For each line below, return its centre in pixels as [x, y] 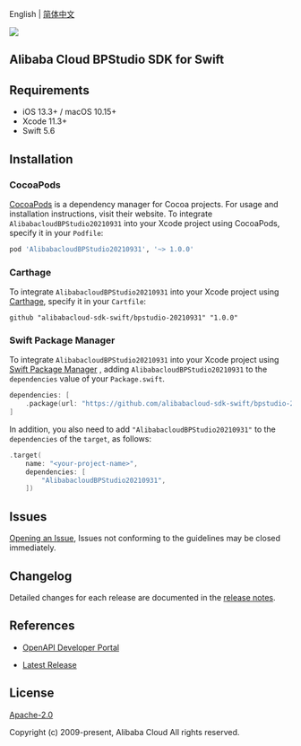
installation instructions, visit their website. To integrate [111, 214]
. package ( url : [52, 404]
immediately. [33, 548]
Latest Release [50, 664]
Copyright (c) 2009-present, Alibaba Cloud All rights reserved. [125, 732]
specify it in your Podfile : [56, 233]
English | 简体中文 [42, 14]
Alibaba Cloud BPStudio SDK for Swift [117, 60]
